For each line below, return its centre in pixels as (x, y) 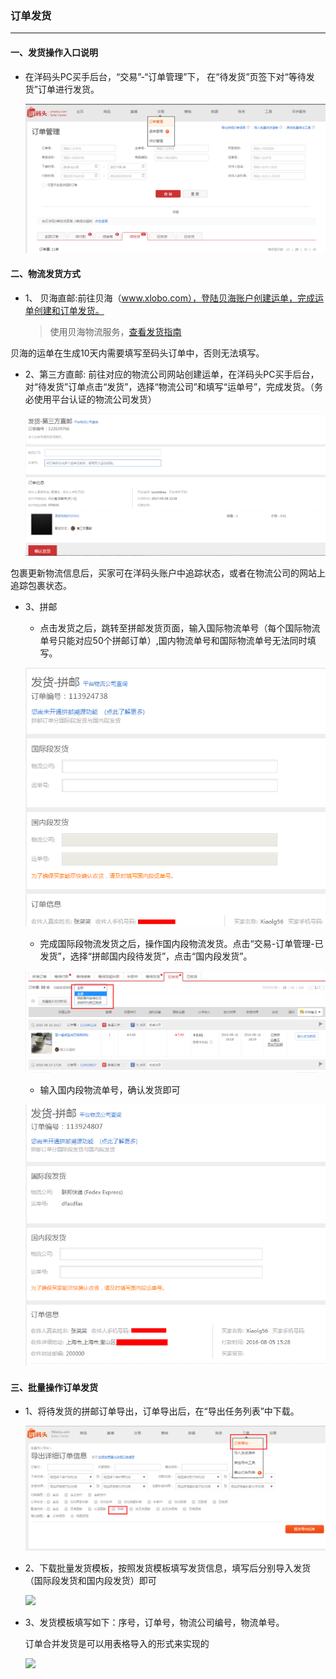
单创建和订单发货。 (64, 310)
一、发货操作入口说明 (54, 52)
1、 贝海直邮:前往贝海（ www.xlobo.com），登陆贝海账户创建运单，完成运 (174, 298)
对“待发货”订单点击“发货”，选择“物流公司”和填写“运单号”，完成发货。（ (169, 386)
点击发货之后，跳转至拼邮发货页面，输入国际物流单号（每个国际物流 (180, 628)
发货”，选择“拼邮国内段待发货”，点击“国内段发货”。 (146, 956)
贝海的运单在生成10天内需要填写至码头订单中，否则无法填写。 (137, 353)
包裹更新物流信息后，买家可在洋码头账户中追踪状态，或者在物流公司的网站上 (168, 573)
